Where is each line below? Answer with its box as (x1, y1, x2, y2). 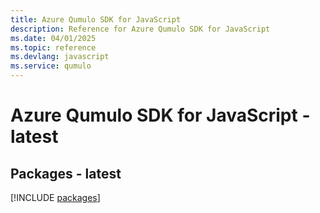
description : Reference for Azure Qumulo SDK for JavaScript (10, 24, 271, 34)
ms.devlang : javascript (10, 52, 110, 62)
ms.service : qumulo (10, 61, 92, 71)
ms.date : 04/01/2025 (10, 33, 97, 43)
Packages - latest (10, 165, 122, 182)
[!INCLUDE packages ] (10, 192, 101, 203)
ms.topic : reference (10, 42, 97, 53)
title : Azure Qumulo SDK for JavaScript (10, 14, 182, 25)
